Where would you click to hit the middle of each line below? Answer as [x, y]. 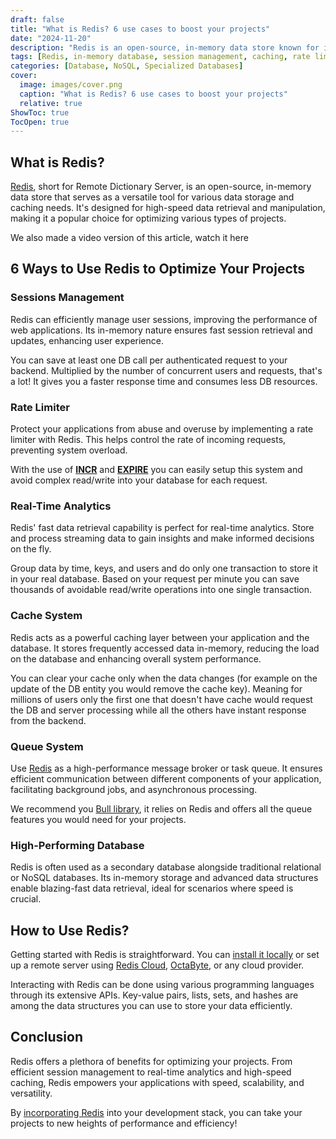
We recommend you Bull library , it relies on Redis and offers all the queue [161, 808]
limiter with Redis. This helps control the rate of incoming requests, [148, 440]
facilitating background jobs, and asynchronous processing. [134, 789]
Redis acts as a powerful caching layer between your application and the [160, 637]
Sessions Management [67, 298]
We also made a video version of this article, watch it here [129, 238]
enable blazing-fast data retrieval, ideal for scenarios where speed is [152, 888]
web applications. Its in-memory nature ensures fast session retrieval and [161, 330]
